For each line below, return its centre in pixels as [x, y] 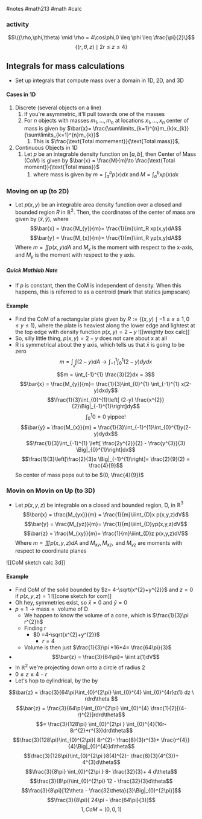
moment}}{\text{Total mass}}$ [62, 167]
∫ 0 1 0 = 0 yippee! [106, 417]
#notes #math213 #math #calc [44, 9]
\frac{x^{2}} [150, 400]
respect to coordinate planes [51, 551]
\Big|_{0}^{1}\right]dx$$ [106, 450]
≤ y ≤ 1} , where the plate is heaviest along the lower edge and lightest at [105, 326]
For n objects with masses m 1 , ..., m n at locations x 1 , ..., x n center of [106, 121]
